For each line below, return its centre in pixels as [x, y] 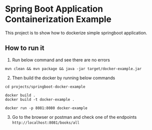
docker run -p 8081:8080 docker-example [46, 108]
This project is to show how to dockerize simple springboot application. [76, 33]
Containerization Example [58, 19]
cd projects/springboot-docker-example [45, 87]
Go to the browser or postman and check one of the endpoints [74, 117]
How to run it [25, 48]
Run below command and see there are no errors [61, 60]
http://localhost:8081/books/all [46, 123]
